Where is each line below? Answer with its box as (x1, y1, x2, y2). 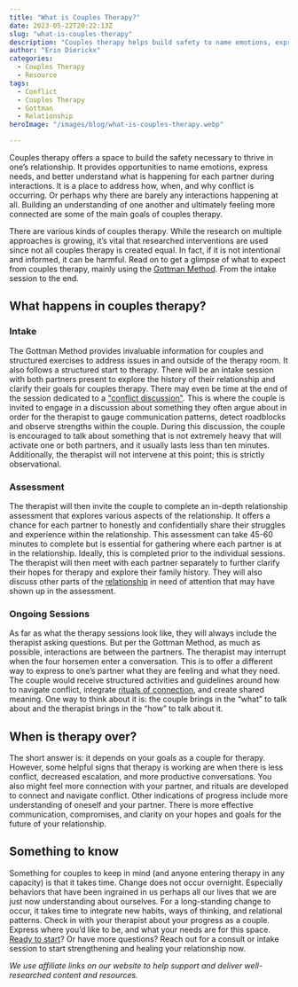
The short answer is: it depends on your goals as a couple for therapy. (9, 753, 266, 764)
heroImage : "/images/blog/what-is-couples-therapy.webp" (9, 121, 224, 129)
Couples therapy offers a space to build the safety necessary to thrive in (9, 153, 274, 162)
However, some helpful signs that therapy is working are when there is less (9, 762, 284, 772)
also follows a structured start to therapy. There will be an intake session (9, 364, 275, 375)
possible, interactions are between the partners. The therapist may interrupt (9, 646, 286, 657)
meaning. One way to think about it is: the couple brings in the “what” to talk (9, 693, 287, 705)
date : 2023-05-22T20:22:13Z (9, 21, 114, 30)
